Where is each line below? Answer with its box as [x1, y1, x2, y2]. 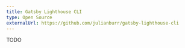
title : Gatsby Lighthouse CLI [6, 8, 83, 15]
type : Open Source [6, 14, 52, 20]
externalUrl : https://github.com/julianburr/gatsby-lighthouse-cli [6, 20, 180, 26]
